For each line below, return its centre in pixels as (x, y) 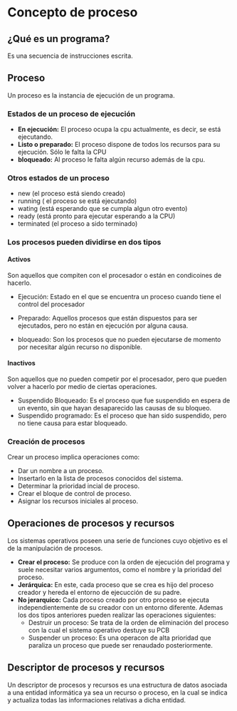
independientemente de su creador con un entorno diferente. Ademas (120, 607)
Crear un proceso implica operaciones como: (74, 457)
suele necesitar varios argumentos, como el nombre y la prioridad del (120, 569)
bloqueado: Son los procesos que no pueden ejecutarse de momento (119, 339)
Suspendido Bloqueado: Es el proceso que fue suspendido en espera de (124, 400)
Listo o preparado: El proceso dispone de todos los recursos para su (119, 145)
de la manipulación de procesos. (55, 548)
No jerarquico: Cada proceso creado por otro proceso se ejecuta (114, 600)
